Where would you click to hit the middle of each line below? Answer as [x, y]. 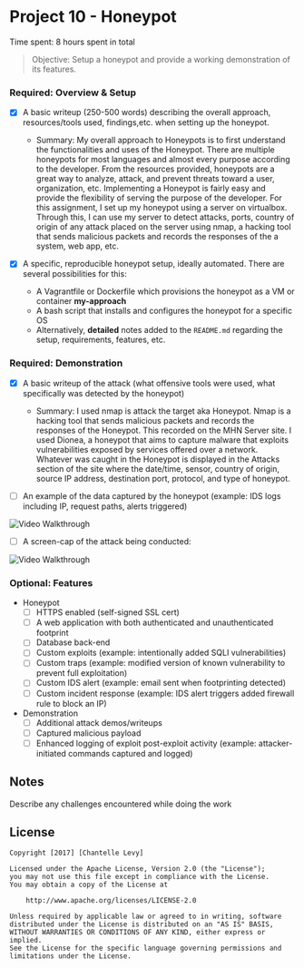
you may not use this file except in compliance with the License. [140, 877]
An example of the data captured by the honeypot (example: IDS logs [152, 495]
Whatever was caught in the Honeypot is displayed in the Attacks [158, 459]
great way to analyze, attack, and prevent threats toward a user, [155, 179]
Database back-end [73, 642]
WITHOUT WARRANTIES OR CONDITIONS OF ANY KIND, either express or [137, 933]
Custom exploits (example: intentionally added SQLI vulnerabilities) [161, 653]
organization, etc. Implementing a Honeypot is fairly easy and [151, 189]
